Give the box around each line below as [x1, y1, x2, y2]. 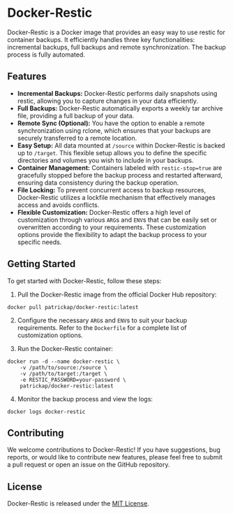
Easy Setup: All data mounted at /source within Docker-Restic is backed [17, 141, 225, 150]
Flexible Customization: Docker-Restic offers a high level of [17, 208, 191, 216]
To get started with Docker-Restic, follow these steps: [7, 276, 162, 285]
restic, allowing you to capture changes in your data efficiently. [17, 97, 199, 105]
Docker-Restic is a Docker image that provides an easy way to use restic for [7, 28, 225, 36]
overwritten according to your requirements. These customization [17, 222, 206, 231]
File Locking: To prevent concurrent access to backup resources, [17, 185, 206, 194]
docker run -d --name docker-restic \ [7, 358, 120, 365]
